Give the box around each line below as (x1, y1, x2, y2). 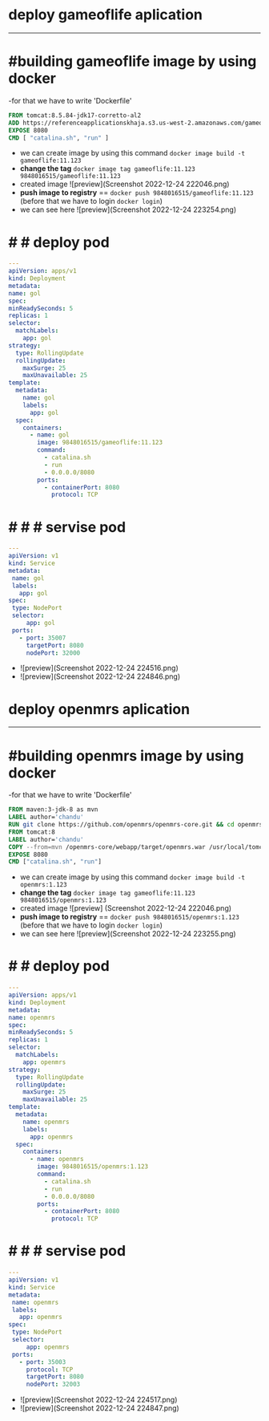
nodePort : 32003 (26, 1380, 81, 1389)
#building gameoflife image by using (8, 52, 257, 71)
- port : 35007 (18, 634, 66, 642)
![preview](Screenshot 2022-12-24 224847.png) (19, 1403, 180, 1413)
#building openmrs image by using (8, 746, 244, 765)
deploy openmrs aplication (8, 700, 191, 718)
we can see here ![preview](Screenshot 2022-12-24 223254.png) (19, 205, 237, 214)
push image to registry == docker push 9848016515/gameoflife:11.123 (19, 188, 254, 197)
